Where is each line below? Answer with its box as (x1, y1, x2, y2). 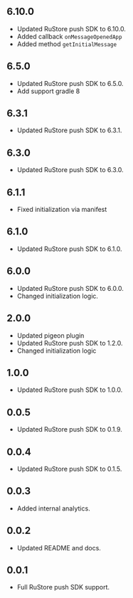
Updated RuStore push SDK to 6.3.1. (16, 126, 122, 134)
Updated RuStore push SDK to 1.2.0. (16, 338, 123, 347)
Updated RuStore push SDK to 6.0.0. (16, 284, 124, 292)
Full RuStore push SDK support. (16, 583, 110, 592)
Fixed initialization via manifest (16, 205, 107, 214)
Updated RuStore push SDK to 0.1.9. (16, 425, 122, 434)
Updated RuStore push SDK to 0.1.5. (16, 464, 122, 473)
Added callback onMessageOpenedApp (16, 32, 122, 41)
